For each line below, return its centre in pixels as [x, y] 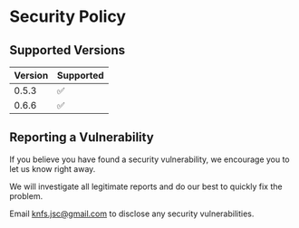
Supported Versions [67, 50]
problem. [26, 195]
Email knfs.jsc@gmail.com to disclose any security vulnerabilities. [132, 214]
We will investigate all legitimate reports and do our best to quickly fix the [146, 186]
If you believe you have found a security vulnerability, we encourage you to [149, 159]
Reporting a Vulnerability [82, 138]
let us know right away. [53, 168]
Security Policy [68, 17]
